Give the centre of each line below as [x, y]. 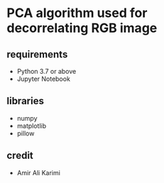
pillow [26, 133]
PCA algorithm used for [77, 13]
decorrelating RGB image [82, 28]
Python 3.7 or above [47, 71]
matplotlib [32, 126]
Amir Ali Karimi [39, 172]
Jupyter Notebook [43, 79]
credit [20, 156]
